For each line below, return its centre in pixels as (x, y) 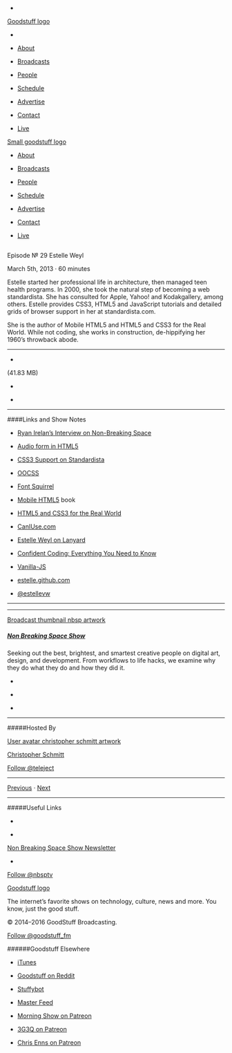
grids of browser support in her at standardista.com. (81, 312)
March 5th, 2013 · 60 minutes (49, 269)
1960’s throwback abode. (43, 340)
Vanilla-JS (31, 567)
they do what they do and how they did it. (66, 668)
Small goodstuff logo (37, 142)
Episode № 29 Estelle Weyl (46, 256)
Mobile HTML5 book (46, 500)
